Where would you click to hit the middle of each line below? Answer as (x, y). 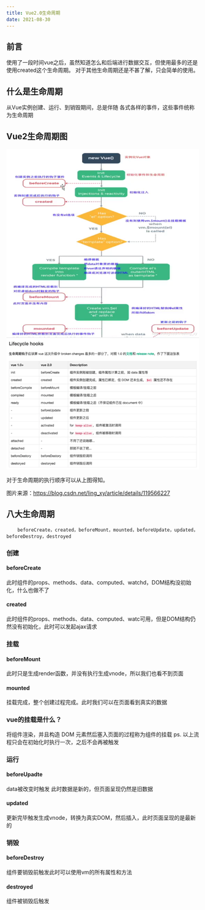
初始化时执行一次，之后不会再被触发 (73, 742)
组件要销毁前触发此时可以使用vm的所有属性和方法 (69, 873)
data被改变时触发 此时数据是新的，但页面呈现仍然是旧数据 (80, 788)
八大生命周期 (31, 514)
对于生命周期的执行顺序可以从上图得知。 (57, 480)
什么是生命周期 (35, 91)
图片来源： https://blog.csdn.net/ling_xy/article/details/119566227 (88, 493)
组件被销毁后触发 (28, 901)
